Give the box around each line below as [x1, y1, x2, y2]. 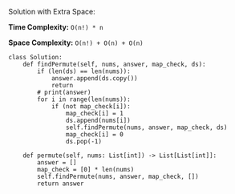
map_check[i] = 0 [65, 131, 124, 139]
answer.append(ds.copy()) [51, 75, 138, 83]
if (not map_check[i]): [51, 103, 131, 111]
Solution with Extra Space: [8, 7, 95, 16]
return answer [37, 180, 84, 188]
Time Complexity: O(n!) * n [8, 22, 103, 31]
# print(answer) [37, 88, 91, 96]
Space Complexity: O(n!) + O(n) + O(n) [8, 38, 144, 47]
